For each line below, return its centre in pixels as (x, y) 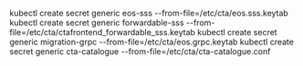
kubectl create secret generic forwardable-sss (97, 23)
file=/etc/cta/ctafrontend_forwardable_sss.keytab (103, 32)
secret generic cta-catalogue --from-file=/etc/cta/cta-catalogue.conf (140, 52)
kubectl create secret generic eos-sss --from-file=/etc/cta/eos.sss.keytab (149, 13)
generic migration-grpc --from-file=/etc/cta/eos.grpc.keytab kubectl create (152, 42)
